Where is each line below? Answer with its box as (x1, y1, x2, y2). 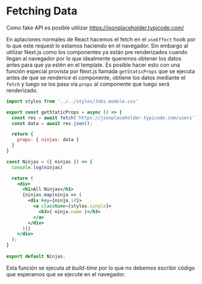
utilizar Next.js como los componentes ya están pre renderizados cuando (6, 48, 188, 55)
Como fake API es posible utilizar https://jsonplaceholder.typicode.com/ (6, 24, 185, 31)
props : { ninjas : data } (17, 137, 79, 143)
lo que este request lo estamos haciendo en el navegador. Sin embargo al (6, 42, 188, 49)
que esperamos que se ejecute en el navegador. (6, 270, 126, 277)
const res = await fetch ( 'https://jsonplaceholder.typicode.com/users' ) (11, 115, 198, 121)
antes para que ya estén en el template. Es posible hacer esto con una (6, 61, 180, 68)
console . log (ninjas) (11, 164, 63, 171)
